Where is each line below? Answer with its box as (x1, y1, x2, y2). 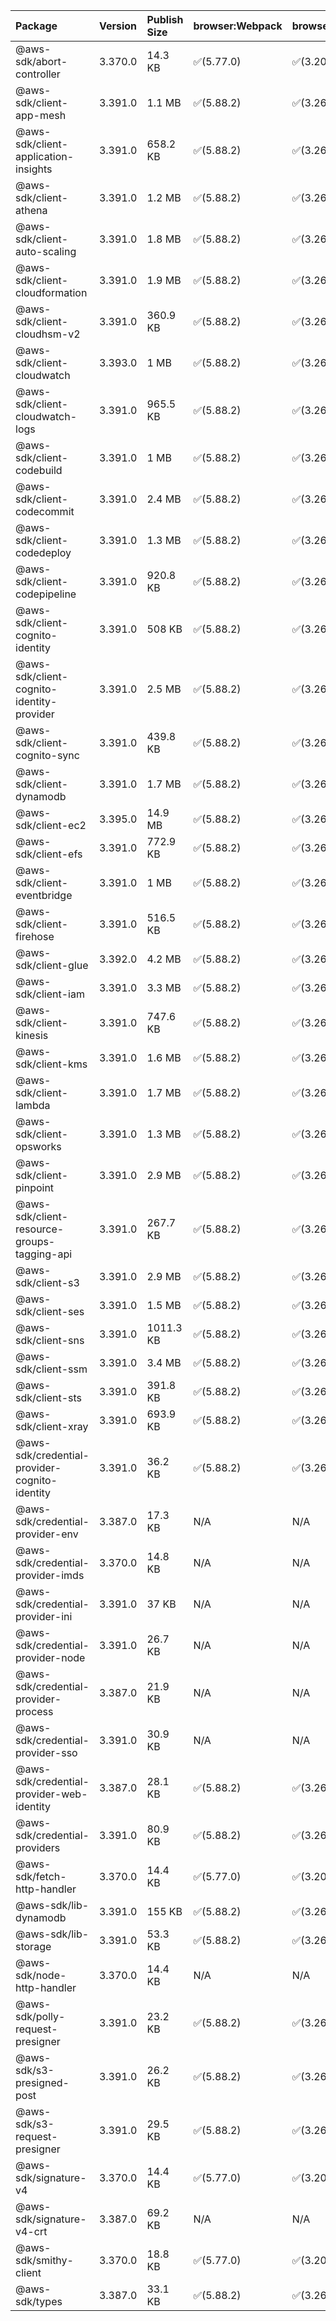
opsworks (15, 1140, 62, 1153)
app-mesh (15, 109, 67, 122)
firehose (15, 930, 55, 943)
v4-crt (15, 2225, 48, 2238)
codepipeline (15, 587, 77, 601)
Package (15, 19, 58, 33)
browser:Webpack (193, 19, 283, 33)
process (15, 1705, 54, 1718)
